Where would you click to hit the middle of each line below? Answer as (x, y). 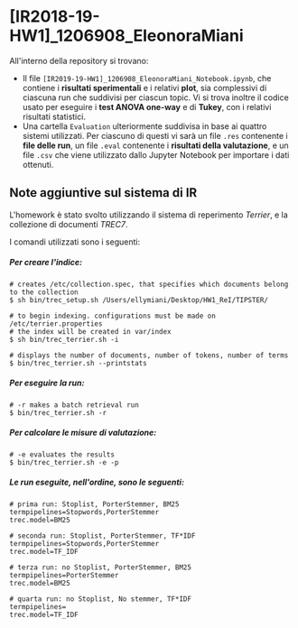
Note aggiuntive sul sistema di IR (103, 193)
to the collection (44, 292)
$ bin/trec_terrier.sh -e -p (64, 462)
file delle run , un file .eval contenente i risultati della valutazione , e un (155, 145)
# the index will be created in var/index (90, 331)
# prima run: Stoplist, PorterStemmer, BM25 (94, 504)
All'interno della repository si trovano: (79, 60)
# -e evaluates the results (62, 454)
